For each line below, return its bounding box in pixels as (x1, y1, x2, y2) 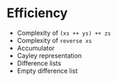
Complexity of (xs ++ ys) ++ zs (16, 29, 112, 37)
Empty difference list (16, 66, 78, 75)
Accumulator (16, 43, 55, 52)
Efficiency (6, 5, 68, 21)
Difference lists (16, 58, 62, 67)
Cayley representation (16, 51, 82, 60)
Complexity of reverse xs (16, 36, 92, 44)
